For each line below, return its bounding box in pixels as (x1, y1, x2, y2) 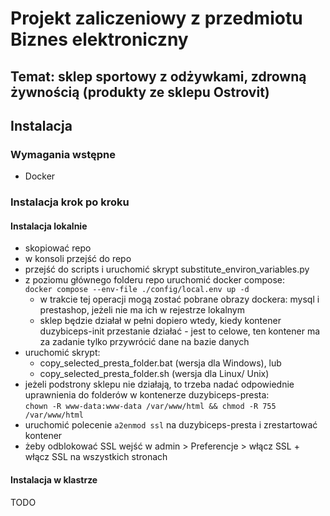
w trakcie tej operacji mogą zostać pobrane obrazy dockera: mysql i (39, 293, 320, 306)
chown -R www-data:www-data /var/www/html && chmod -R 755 (24, 402, 277, 412)
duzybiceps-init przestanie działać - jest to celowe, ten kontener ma (39, 325, 321, 337)
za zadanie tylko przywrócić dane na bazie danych (39, 336, 250, 348)
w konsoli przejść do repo (24, 253, 132, 265)
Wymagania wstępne (10, 147, 116, 161)
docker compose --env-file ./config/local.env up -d (24, 285, 250, 295)
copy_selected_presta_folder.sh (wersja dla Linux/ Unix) (39, 368, 270, 380)
